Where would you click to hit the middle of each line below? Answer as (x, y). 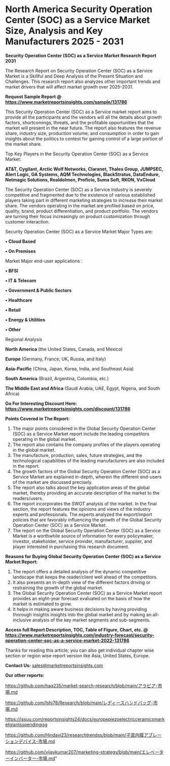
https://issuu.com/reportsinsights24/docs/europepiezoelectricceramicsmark (85, 719)
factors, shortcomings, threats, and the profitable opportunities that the (79, 122)
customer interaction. (28, 221)
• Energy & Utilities (25, 320)
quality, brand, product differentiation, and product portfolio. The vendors (82, 211)
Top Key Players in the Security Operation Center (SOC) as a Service (77, 154)
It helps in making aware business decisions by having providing (80, 609)
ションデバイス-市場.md (30, 741)
